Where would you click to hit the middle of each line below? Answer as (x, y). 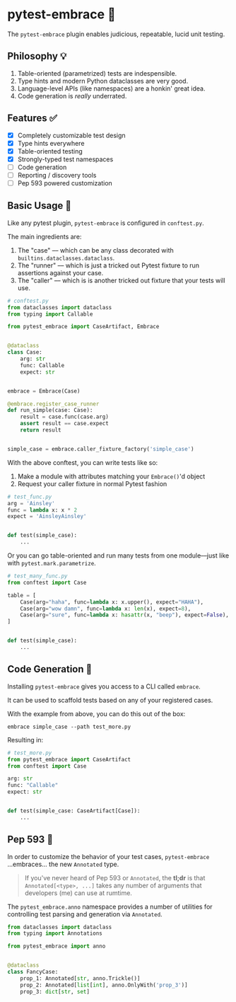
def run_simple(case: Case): (50, 410)
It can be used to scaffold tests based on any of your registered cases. (110, 700)
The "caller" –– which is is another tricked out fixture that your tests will (121, 280)
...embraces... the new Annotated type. (63, 864)
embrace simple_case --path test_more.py (69, 727)
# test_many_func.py (38, 576)
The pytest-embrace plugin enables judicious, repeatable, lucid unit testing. (116, 34)
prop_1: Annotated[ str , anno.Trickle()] (80, 978)
